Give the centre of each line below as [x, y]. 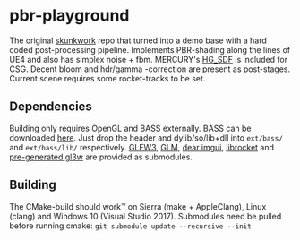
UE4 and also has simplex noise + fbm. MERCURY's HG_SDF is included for [149, 59]
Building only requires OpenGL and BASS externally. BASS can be [130, 128]
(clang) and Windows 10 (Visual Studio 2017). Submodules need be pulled [146, 216]
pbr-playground [69, 16]
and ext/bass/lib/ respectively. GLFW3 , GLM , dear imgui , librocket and [142, 147]
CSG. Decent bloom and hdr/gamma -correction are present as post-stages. [150, 69]
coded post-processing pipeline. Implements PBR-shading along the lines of [150, 49]
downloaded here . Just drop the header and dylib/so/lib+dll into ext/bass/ [146, 137]
